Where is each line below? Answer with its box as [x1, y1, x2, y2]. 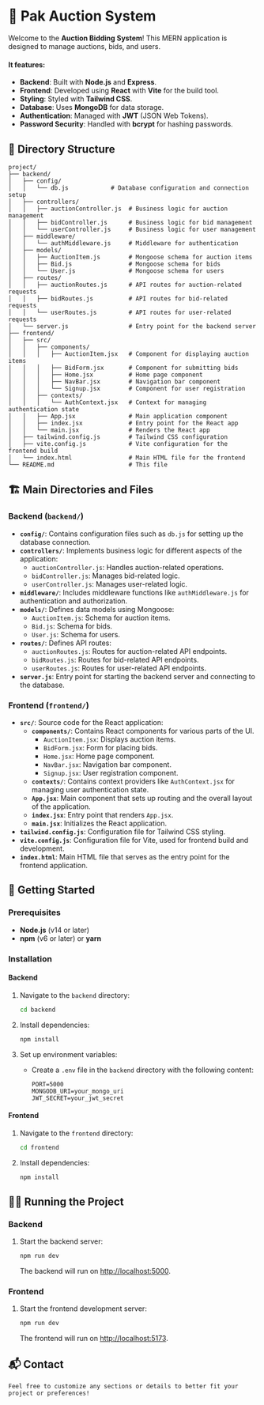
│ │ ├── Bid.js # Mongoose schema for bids [8, 260, 221, 268]
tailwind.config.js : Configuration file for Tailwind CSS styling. [19, 826, 226, 837]
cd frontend [19, 1143, 59, 1151]
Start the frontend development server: [19, 1304, 148, 1313]
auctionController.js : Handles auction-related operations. [31, 562, 224, 572]
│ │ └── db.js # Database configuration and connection [8, 183, 249, 192]
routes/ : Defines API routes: [19, 638, 112, 648]
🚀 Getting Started [8, 883, 96, 897]
